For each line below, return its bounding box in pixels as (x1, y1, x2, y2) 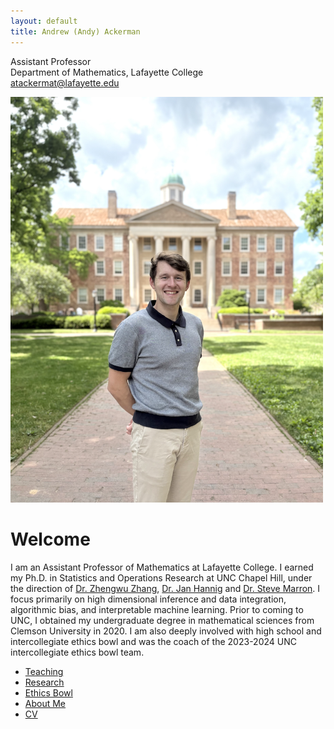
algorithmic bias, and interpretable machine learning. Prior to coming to (10, 604, 304, 616)
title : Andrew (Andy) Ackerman (10, 26, 141, 37)
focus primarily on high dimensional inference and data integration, (10, 593, 287, 605)
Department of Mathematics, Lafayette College (10, 66, 204, 78)
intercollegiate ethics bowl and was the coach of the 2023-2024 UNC (10, 636, 297, 648)
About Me (24, 698, 67, 710)
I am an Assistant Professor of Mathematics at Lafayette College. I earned (10, 561, 314, 574)
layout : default (10, 16, 78, 26)
